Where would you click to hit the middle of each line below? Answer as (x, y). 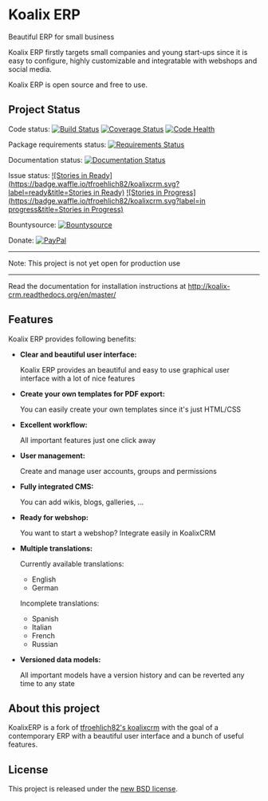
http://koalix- (209, 286)
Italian (41, 627)
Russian (45, 644)
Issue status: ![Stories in (48, 175)
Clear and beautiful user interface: (78, 354)
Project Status (45, 110)
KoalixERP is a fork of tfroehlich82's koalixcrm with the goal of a (114, 728)
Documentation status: (45, 160)
